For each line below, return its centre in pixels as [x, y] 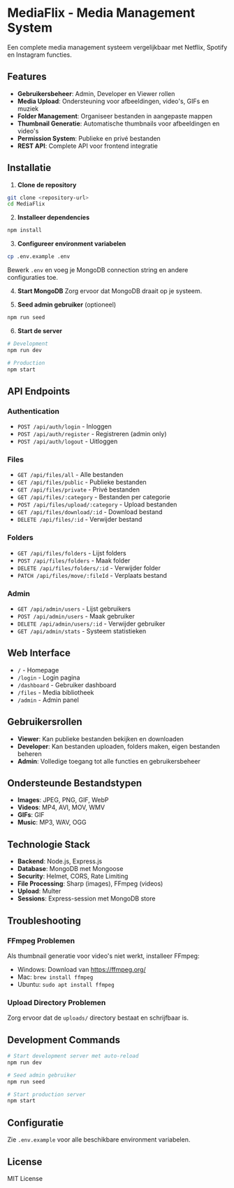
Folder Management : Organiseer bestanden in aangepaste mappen [115, 116]
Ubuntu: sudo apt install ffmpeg [66, 984]
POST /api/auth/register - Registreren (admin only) [92, 434]
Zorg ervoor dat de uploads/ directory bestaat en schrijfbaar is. [98, 1018]
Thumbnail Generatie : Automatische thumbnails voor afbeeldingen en [118, 123]
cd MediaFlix [26, 204]
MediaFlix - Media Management [101, 13]
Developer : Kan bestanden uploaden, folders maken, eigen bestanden [118, 746]
